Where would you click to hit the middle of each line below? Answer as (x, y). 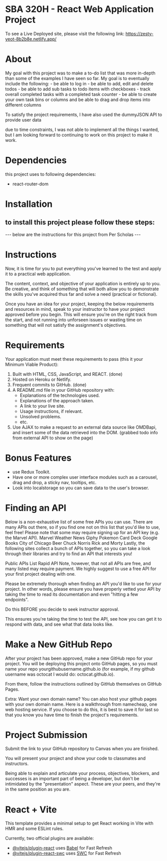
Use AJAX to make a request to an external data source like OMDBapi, (84, 427)
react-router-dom (30, 184)
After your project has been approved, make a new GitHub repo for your (79, 658)
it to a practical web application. (38, 274)
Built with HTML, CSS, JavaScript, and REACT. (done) (68, 374)
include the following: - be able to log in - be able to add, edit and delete (79, 83)
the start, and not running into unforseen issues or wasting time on (74, 320)
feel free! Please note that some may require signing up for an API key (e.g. (82, 532)
